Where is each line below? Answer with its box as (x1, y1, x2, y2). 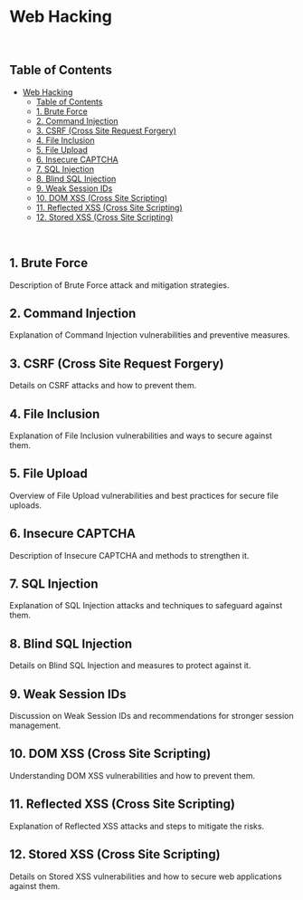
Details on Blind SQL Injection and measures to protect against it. (9, 660, 251, 671)
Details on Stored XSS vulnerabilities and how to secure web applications (9, 871, 282, 882)
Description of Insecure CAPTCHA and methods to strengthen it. (9, 550, 250, 560)
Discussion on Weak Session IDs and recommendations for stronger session (9, 711, 294, 722)
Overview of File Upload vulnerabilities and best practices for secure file (9, 490, 279, 501)
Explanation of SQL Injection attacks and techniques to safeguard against (9, 600, 283, 611)
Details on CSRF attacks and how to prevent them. (9, 380, 197, 391)
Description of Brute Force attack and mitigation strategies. (9, 279, 230, 291)
